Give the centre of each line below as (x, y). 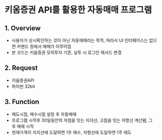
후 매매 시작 (23, 126)
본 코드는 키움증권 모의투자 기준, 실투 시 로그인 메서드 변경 (66, 52)
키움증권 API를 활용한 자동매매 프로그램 (78, 10)
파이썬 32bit (23, 86)
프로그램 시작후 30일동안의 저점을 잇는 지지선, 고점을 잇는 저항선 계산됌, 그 (82, 120)
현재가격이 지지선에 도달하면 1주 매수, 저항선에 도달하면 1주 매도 (72, 132)
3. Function (22, 102)
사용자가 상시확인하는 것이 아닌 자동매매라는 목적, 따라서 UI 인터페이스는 (80, 40)
